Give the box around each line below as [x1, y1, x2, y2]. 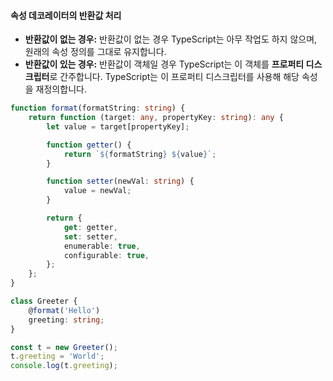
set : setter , [63, 231, 118, 242]
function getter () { [46, 140, 132, 150]
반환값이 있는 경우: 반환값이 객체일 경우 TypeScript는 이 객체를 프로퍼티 [24, 58, 305, 70]
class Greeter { [10, 296, 78, 307]
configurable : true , [63, 250, 150, 260]
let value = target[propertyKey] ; [46, 121, 190, 132]
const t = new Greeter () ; [10, 342, 118, 352]
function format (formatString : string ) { [10, 103, 186, 114]
